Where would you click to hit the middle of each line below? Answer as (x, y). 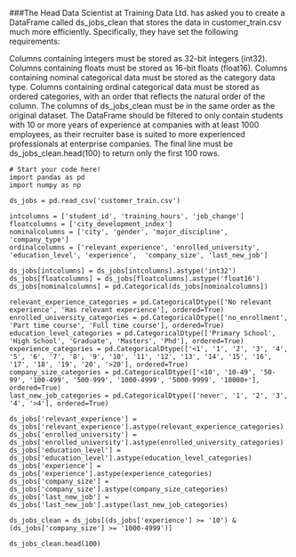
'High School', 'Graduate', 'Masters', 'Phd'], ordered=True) (127, 341)
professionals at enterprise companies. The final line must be (121, 143)
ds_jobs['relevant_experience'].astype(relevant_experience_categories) (147, 427)
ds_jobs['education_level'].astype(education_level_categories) (131, 458)
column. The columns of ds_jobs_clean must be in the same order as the (142, 106)
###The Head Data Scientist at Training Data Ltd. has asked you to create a (148, 13)
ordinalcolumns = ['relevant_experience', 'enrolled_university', (135, 248)
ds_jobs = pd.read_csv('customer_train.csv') (95, 201)
